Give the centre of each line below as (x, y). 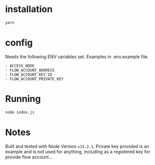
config (19, 43)
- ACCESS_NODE (20, 66)
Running (23, 99)
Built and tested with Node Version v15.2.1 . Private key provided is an (77, 146)
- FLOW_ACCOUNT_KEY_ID (29, 74)
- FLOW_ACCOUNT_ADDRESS (30, 70)
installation (29, 9)
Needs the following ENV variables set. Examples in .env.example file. (77, 57)
